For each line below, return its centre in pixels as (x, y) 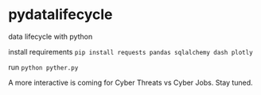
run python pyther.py (43, 67)
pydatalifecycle (60, 15)
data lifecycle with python (51, 36)
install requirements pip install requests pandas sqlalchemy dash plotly (130, 51)
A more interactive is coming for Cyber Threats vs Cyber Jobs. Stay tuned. (130, 82)
